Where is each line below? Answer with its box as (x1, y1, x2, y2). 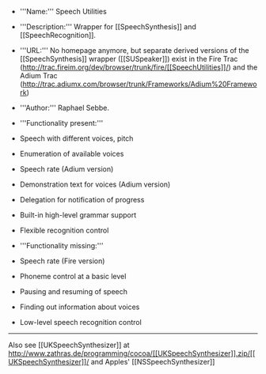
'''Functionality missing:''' (19, 241, 104, 250)
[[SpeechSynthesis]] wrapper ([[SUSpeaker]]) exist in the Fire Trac (19, 55, 238, 63)
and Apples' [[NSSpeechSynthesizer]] (90, 357, 215, 366)
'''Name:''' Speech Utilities (19, 7, 107, 16)
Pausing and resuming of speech (19, 287, 128, 296)
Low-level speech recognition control (19, 318, 142, 327)
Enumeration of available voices (19, 149, 124, 158)
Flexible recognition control (19, 225, 109, 235)
